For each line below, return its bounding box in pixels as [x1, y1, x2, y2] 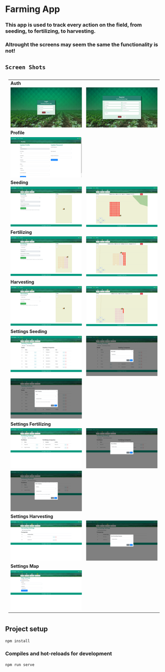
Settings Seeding [10, 328, 47, 334]
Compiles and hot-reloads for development [5, 650, 112, 657]
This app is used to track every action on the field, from [5, 22, 142, 29]
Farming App [5, 4, 60, 15]
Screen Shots [5, 64, 46, 71]
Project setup [5, 624, 48, 633]
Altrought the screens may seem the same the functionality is [5, 41, 158, 48]
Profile [10, 130, 25, 136]
